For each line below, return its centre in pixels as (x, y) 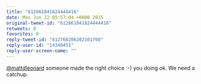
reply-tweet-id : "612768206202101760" (55, 40)
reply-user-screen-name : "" (42, 51)
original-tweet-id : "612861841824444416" (59, 23)
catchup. (17, 74)
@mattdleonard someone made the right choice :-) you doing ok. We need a (101, 68)
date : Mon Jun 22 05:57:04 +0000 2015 (55, 17)
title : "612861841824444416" (43, 12)
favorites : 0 (23, 34)
